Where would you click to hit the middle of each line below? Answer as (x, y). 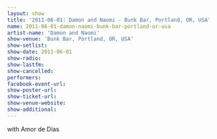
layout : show (26, 13)
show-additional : (32, 109)
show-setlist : (28, 45)
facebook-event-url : (37, 84)
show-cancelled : (30, 71)
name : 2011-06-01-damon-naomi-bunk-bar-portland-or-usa (89, 26)
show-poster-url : (32, 90)
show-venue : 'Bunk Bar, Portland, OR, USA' (71, 39)
